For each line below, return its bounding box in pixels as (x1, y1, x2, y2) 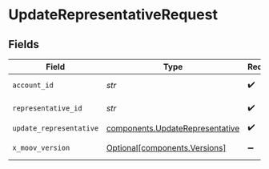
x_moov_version (12, 143, 70, 152)
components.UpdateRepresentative (106, 123, 240, 134)
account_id (12, 81, 54, 90)
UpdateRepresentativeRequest (8, 6, 219, 24)
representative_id (12, 104, 82, 113)
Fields (8, 38, 40, 51)
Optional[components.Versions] (106, 143, 227, 153)
